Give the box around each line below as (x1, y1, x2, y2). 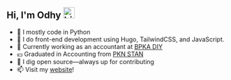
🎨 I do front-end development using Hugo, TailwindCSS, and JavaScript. (16, 35, 225, 43)
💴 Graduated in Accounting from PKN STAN (16, 50, 144, 58)
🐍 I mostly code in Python (16, 28, 91, 36)
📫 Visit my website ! (16, 65, 75, 73)
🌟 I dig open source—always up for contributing (16, 57, 155, 66)
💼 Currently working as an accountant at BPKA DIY (16, 42, 163, 50)
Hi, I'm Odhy (6, 10, 61, 21)
